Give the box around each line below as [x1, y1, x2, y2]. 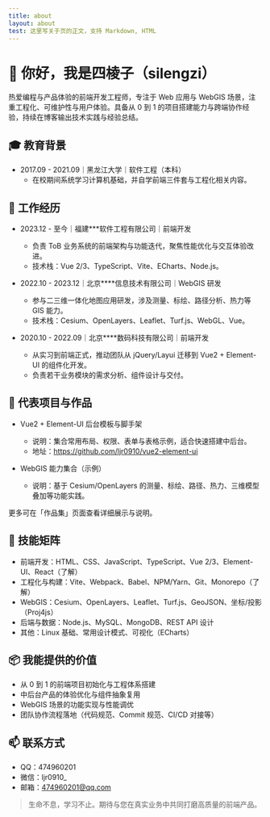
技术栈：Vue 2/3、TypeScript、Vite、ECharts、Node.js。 [31, 261, 223, 270]
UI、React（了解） [19, 567, 82, 576]
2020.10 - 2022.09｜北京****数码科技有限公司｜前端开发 [19, 333, 210, 342]
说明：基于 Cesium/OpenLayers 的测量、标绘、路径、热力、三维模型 [31, 480, 260, 490]
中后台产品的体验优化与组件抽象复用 [19, 689, 141, 699]
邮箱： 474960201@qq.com [19, 782, 111, 792]
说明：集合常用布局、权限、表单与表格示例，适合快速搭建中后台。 [31, 436, 251, 446]
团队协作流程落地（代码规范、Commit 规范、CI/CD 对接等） [19, 710, 219, 719]
